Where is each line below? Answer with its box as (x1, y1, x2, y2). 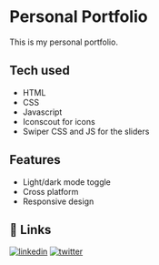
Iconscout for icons (22, 116, 95, 127)
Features (9, 152, 61, 168)
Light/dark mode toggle (22, 176, 112, 188)
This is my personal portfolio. (9, 36, 118, 47)
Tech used (9, 63, 70, 78)
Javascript (22, 107, 63, 117)
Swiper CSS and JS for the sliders (22, 126, 150, 137)
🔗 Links (9, 221, 52, 238)
